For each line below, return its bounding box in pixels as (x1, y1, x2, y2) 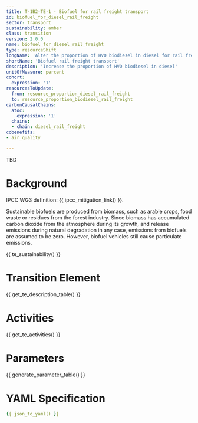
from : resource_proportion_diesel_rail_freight (11, 91, 131, 97)
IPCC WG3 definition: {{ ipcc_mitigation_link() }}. (6, 196, 124, 204)
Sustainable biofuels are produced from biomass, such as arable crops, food (6, 208, 192, 215)
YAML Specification (6, 392, 105, 405)
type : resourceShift (6, 47, 57, 53)
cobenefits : (6, 129, 35, 136)
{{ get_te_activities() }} (6, 331, 61, 338)
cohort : (6, 74, 25, 80)
